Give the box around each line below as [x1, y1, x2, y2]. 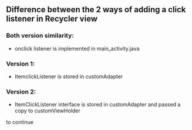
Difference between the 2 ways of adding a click [6, 5, 186, 15]
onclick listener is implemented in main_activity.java [14, 45, 140, 52]
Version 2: [6, 88, 36, 96]
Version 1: [6, 59, 35, 68]
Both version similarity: [6, 32, 75, 40]
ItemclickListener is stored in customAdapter [14, 73, 123, 80]
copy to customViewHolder [14, 107, 80, 114]
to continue [6, 119, 34, 126]
